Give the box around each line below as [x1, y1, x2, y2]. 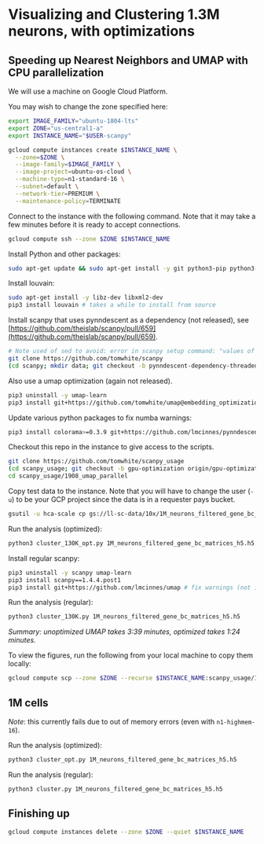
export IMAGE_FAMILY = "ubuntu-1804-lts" [8, 117, 139, 125]
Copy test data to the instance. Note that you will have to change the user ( [8, 486, 251, 496]
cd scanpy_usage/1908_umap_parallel [8, 472, 128, 481]
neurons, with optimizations [8, 22, 195, 40]
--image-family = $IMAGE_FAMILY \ [15, 160, 122, 168]
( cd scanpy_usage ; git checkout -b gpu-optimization [8, 465, 185, 473]
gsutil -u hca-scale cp [8, 510, 86, 518]
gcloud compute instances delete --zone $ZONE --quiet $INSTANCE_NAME [8, 827, 244, 835]
